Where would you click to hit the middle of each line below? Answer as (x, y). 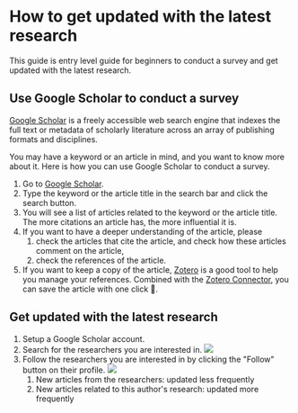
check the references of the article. (101, 260)
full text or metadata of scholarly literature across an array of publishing (142, 130)
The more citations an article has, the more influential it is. (129, 221)
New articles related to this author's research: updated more (147, 389)
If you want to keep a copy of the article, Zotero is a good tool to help (150, 269)
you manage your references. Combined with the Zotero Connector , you (155, 279)
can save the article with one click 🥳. (90, 289)
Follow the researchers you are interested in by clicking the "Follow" (149, 359)
